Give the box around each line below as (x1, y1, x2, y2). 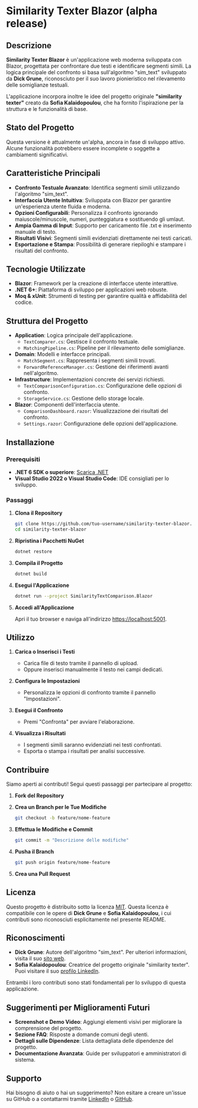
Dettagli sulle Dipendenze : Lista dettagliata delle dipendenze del (14, 1037, 173, 1044)
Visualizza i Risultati (14, 730, 66, 737)
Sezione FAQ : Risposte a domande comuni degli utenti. (14, 1031, 149, 1038)
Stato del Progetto (6, 123, 74, 133)
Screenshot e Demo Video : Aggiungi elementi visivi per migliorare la (14, 1018, 182, 1026)
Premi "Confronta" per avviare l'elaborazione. (23, 718, 135, 725)
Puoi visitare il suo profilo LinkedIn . (14, 967, 100, 974)
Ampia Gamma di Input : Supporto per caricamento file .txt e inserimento (14, 221, 192, 229)
